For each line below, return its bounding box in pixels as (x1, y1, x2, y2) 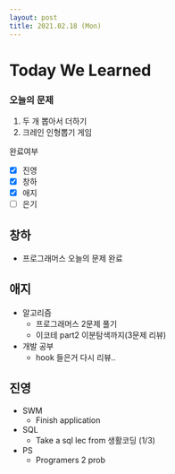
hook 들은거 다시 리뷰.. (35, 351, 116, 363)
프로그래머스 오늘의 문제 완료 (21, 253, 123, 264)
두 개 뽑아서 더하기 (21, 116, 87, 126)
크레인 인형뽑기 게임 (21, 126, 92, 137)
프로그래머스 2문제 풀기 (35, 318, 118, 329)
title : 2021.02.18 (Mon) (9, 22, 102, 30)
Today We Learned (9, 60, 152, 81)
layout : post (9, 13, 58, 22)
